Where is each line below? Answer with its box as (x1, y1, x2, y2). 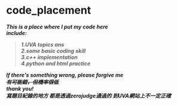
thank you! (6, 85, 34, 92)
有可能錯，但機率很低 (6, 78, 59, 85)
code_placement (6, 4, 91, 17)
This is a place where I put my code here (6, 23, 109, 30)
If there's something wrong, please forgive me (6, 71, 124, 78)
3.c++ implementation (20, 53, 78, 61)
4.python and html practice (20, 60, 91, 67)
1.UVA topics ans (20, 41, 65, 48)
